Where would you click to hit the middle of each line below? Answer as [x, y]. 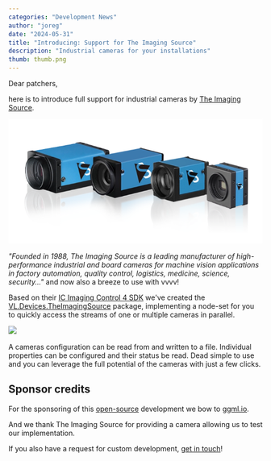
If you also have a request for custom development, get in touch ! [116, 448]
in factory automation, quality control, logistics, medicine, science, [119, 273]
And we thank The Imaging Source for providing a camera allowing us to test [136, 424]
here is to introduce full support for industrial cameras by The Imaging [125, 99]
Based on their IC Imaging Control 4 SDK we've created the [107, 297]
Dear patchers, [33, 83]
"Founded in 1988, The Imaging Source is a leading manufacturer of [122, 256]
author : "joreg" [35, 25]
